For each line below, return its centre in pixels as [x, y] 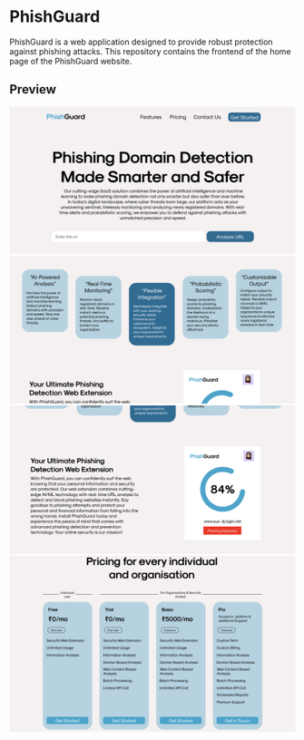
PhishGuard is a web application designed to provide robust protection [142, 42]
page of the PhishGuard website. [71, 61]
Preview [33, 89]
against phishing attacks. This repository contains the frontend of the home [151, 51]
